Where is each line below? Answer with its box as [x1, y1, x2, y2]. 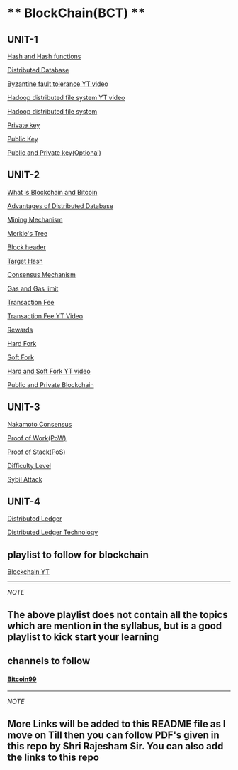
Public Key [7, 135, 39, 143]
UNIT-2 [7, 169, 40, 181]
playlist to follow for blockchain [7, 548, 149, 560]
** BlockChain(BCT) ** [7, 5, 145, 21]
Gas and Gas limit [7, 284, 59, 293]
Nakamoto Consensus [7, 420, 72, 428]
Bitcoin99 [7, 675, 37, 683]
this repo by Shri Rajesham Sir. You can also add [7, 740, 224, 752]
